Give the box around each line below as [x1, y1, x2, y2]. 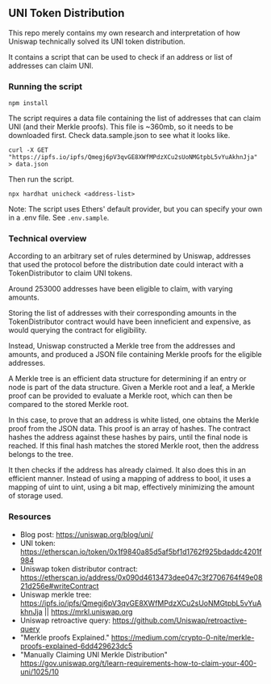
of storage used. [8, 491, 63, 501]
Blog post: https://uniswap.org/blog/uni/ [19, 529, 154, 539]
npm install [8, 99, 48, 107]
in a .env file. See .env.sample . [8, 213, 110, 223]
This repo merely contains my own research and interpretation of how [8, 27, 240, 37]
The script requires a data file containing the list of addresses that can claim [8, 113, 261, 124]
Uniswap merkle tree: [19, 590, 92, 599]
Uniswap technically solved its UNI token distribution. [8, 36, 186, 46]
